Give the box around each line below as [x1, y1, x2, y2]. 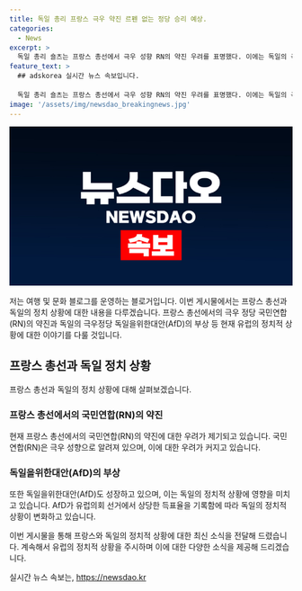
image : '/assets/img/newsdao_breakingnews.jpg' [9, 100, 191, 109]
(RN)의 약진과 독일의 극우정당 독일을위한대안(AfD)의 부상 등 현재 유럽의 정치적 [9, 318, 283, 328]
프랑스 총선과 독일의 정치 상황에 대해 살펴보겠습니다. [9, 383, 191, 395]
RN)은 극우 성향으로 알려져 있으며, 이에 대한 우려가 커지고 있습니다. [26, 442, 261, 453]
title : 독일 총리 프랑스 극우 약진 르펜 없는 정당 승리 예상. [9, 14, 208, 23]
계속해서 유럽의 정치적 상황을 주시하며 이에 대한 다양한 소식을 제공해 [21, 542, 259, 552]
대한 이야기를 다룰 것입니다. [25, 329, 123, 340]
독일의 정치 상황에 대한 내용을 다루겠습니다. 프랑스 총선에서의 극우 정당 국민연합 [9, 307, 288, 318]
